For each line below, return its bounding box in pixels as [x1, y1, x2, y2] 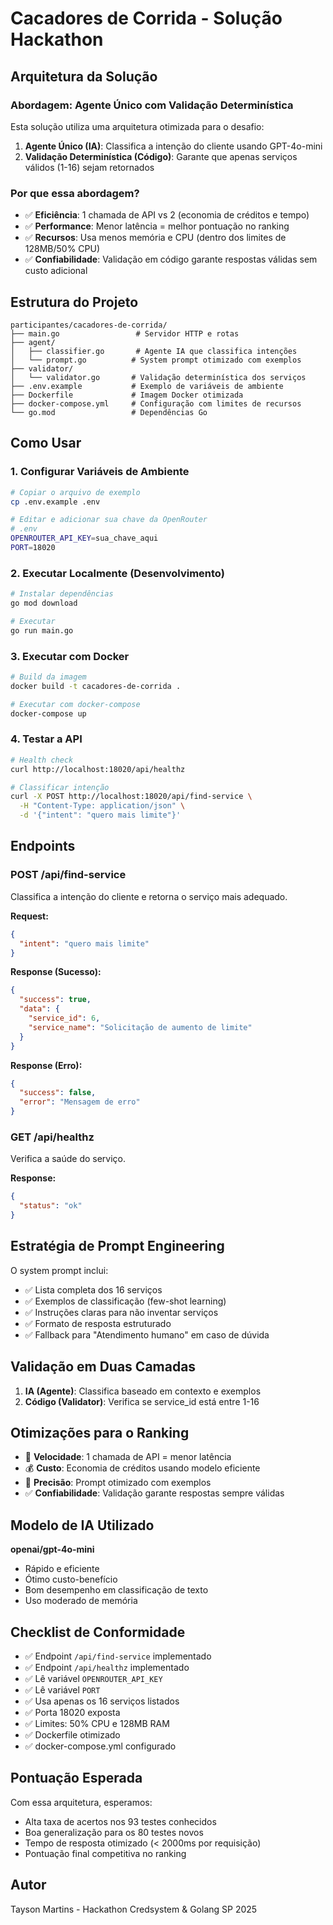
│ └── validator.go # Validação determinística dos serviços [10, 372, 307, 382]
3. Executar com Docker [10, 649, 130, 663]
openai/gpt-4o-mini [10, 1543, 95, 1556]
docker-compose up [10, 708, 87, 719]
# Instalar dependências [10, 589, 114, 599]
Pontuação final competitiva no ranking [24, 1847, 187, 1859]
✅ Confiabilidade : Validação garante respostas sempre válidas [24, 1487, 285, 1499]
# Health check [10, 755, 74, 765]
